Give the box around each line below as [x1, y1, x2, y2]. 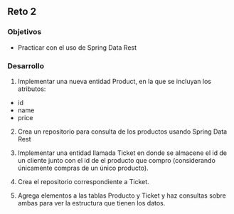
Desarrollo [7, 60, 45, 70]
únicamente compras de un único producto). [17, 164, 149, 172]
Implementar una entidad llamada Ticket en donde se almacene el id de [17, 149, 228, 157]
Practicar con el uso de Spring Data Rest [17, 43, 137, 52]
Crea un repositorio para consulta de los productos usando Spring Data [17, 127, 228, 136]
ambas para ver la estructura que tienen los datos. [17, 198, 166, 207]
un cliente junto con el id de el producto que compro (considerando [17, 156, 216, 164]
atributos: [17, 85, 46, 93]
